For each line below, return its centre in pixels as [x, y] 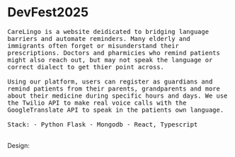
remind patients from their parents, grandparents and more [114, 88]
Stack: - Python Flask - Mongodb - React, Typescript [103, 124]
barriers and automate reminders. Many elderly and [99, 39]
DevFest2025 [48, 12]
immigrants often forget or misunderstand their [93, 46]
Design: [18, 145]
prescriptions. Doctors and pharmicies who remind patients [114, 53]
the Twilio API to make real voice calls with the [97, 103]
